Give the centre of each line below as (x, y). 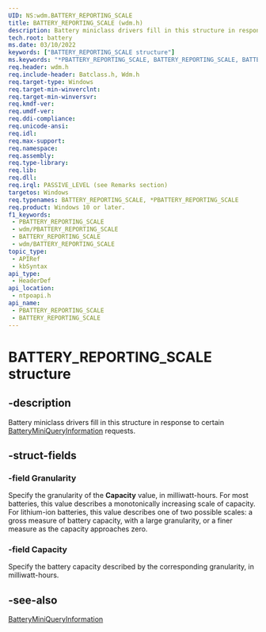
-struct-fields (42, 456)
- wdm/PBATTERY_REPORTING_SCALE (65, 230)
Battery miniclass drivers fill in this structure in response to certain (116, 422)
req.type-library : (38, 163)
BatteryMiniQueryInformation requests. (72, 431)
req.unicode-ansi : (38, 126)
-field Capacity (38, 550)
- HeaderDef (31, 281)
